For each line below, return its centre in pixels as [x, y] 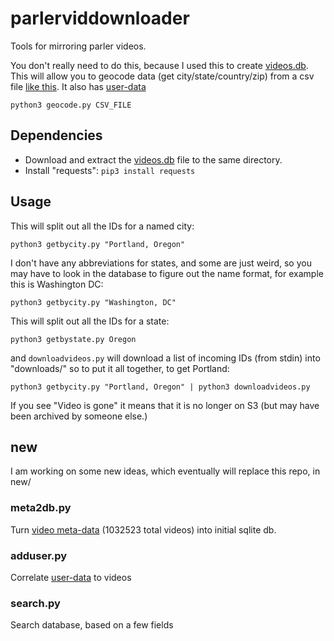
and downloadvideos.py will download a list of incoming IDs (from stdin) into [165, 358]
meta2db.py [41, 508]
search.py [35, 603]
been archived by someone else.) [79, 416]
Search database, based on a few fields [92, 625]
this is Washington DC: [57, 284]
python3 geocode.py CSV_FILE [71, 105]
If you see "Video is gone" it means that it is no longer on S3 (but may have [165, 405]
